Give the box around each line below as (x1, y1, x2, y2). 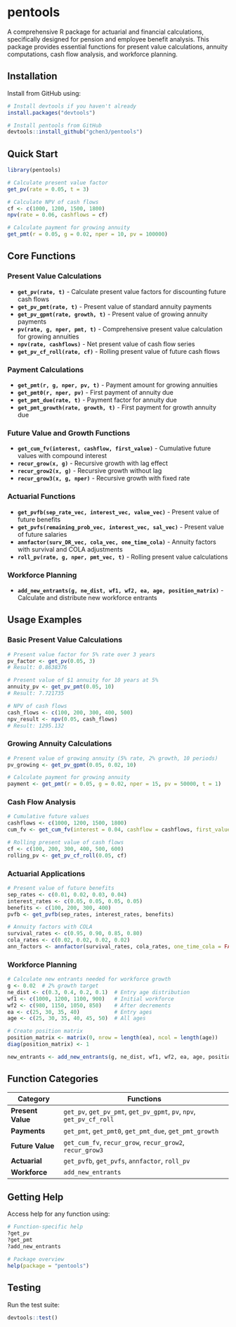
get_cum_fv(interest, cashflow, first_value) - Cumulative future (17, 444, 211, 452)
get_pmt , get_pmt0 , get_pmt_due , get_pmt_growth (63, 1126, 219, 1136)
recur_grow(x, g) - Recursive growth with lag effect (17, 459, 169, 468)
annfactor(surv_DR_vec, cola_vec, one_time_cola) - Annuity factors (17, 538, 216, 546)
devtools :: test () (7, 1314, 58, 1321)
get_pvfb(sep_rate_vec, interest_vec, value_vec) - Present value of (17, 507, 220, 516)
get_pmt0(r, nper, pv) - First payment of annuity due (17, 388, 173, 397)
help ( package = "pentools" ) (7, 1262, 90, 1269)
